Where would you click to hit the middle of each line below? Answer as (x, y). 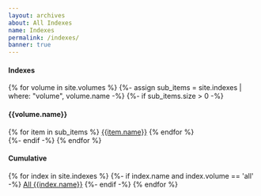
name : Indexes (32, 30)
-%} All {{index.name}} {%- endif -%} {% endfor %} (93, 184)
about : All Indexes (40, 23)
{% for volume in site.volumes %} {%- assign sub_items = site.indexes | (125, 88)
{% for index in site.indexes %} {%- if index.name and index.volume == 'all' (131, 175)
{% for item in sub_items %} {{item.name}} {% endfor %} (101, 132)
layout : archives (37, 15)
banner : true (30, 45)
